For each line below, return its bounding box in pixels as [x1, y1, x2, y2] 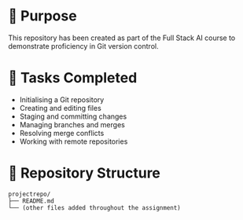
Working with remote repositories [19, 137, 128, 146]
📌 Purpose [8, 7, 77, 25]
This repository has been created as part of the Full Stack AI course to [8, 33, 236, 42]
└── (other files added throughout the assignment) [8, 203, 181, 211]
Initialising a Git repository [19, 94, 105, 104]
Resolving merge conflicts [19, 128, 105, 137]
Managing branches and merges [19, 119, 126, 129]
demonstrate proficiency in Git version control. [8, 41, 159, 50]
